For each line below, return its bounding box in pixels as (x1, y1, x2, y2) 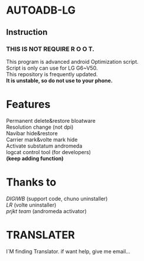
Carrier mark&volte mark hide (6, 136, 78, 143)
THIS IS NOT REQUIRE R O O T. (6, 45, 94, 53)
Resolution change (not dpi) (6, 123, 74, 130)
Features (6, 98, 51, 111)
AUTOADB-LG (6, 4, 76, 17)
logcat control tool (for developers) (6, 148, 91, 155)
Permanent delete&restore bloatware (6, 117, 96, 124)
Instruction (6, 27, 48, 37)
